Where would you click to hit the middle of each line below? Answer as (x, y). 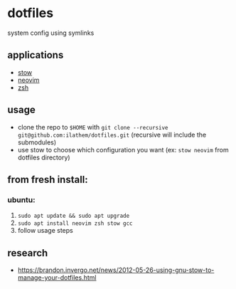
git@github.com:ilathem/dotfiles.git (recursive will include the (112, 135)
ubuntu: (21, 199)
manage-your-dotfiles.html (57, 278)
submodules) (37, 142)
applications (36, 55)
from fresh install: (48, 179)
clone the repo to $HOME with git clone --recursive (93, 127)
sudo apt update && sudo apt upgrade (74, 216)
